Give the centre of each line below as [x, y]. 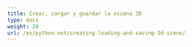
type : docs [23, 20]
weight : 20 [23, 26]
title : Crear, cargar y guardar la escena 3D [74, 13]
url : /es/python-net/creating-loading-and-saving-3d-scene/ [97, 33]
